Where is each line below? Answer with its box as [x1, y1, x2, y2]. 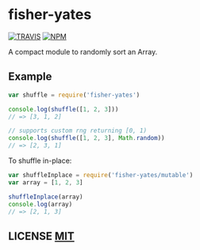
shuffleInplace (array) [8, 192, 83, 201]
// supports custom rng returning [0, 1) [8, 127, 148, 135]
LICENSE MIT [8, 229, 75, 243]
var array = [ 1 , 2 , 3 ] [8, 178, 83, 187]
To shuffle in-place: [8, 156, 72, 165]
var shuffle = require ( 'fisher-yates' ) [8, 91, 140, 99]
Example [8, 70, 52, 84]
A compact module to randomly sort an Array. [8, 47, 158, 56]
